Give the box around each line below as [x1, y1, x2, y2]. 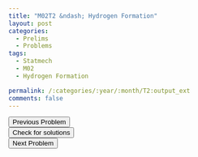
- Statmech [15, 57, 53, 66]
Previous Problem [12, 118, 67, 126]
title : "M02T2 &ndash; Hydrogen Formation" [8, 11, 158, 20]
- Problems [15, 42, 53, 50]
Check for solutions [12, 129, 71, 138]
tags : [8, 49, 27, 57]
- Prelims [15, 34, 49, 43]
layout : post [8, 19, 53, 28]
